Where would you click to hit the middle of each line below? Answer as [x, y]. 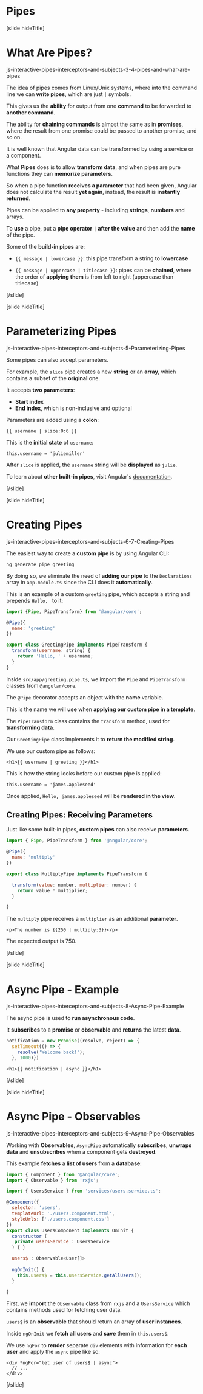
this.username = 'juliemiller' [46, 453]
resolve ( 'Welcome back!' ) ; [51, 1052]
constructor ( [29, 1236]
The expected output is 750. [42, 941]
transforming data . [30, 727]
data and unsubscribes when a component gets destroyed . [82, 1151]
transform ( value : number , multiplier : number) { [74, 885]
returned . [18, 198]
